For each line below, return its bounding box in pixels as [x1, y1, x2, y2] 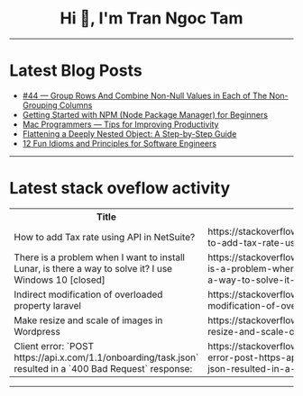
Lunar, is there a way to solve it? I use [14, 262, 173, 274]
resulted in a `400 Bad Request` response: [14, 362, 193, 374]
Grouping [22, 99, 58, 111]
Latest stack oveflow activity [9, 178, 231, 199]
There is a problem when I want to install [14, 251, 185, 264]
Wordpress [14, 325, 60, 337]
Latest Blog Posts [9, 60, 142, 81]
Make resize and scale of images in [14, 314, 163, 327]
